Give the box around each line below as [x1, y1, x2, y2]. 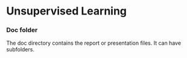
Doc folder [6, 26, 38, 34]
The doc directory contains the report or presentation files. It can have [6, 39, 182, 47]
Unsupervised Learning [6, 4, 127, 18]
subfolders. [6, 46, 35, 53]
